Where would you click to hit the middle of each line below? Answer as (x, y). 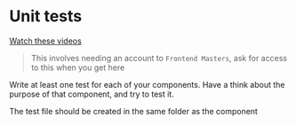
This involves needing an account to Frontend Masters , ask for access (159, 58)
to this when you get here (78, 67)
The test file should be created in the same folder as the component (133, 111)
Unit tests (46, 16)
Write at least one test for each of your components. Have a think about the (147, 84)
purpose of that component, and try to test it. (92, 94)
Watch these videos (45, 41)
